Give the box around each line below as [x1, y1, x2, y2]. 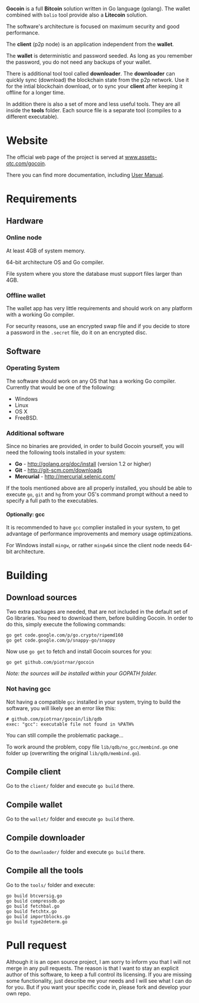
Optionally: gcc [6, 510, 45, 518]
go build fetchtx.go [6, 909, 58, 914]
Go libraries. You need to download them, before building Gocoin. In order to [6, 614, 193, 622]
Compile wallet [6, 799, 63, 810]
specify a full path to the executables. [6, 497, 99, 504]
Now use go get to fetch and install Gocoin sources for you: [6, 648, 153, 655]
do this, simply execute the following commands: [6, 621, 126, 628]
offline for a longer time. [6, 89, 65, 96]
